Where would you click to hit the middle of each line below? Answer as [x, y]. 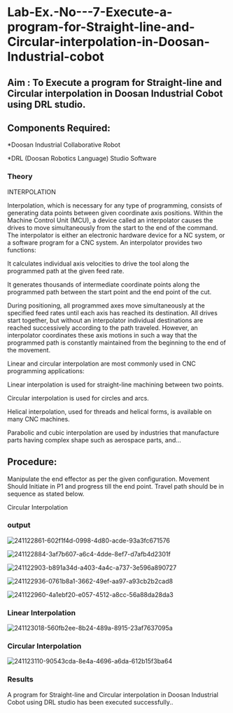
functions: [22, 250]
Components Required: [59, 128]
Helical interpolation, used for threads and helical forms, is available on [110, 411]
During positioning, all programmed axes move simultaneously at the [106, 305]
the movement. [29, 350]
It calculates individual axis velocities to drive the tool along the [98, 264]
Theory [20, 177]
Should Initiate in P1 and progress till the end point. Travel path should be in [115, 486]
